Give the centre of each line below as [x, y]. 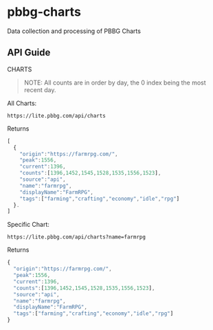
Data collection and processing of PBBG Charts [74, 31]
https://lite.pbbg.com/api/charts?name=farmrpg [77, 237]
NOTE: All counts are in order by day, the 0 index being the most [115, 82]
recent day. [40, 89]
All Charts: [22, 103]
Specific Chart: [29, 225]
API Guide [29, 53]
